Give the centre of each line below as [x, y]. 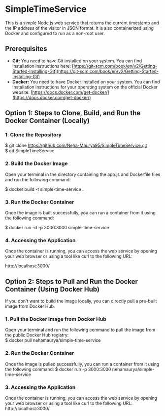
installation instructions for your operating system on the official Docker [85, 87]
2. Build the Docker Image [36, 164]
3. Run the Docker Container [40, 202]
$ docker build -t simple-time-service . [44, 189]
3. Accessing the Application [40, 387]
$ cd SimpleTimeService [30, 151]
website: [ [22, 92]
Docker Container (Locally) [47, 121]
